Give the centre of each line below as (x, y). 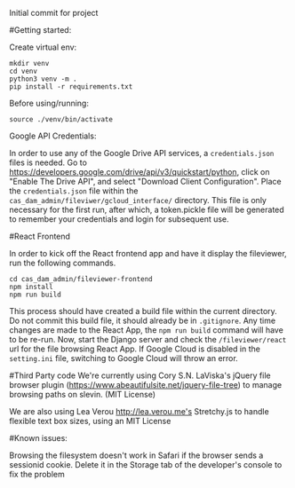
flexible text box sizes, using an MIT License (90, 421)
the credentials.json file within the (74, 191)
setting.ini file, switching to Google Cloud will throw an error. (124, 358)
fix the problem (37, 474)
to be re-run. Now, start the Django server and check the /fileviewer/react (148, 339)
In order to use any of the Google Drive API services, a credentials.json (142, 153)
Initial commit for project (54, 13)
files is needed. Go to (48, 162)
